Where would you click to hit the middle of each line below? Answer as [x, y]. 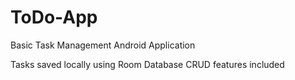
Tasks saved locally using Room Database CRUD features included [147, 64]
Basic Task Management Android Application [103, 45]
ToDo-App [54, 17]
